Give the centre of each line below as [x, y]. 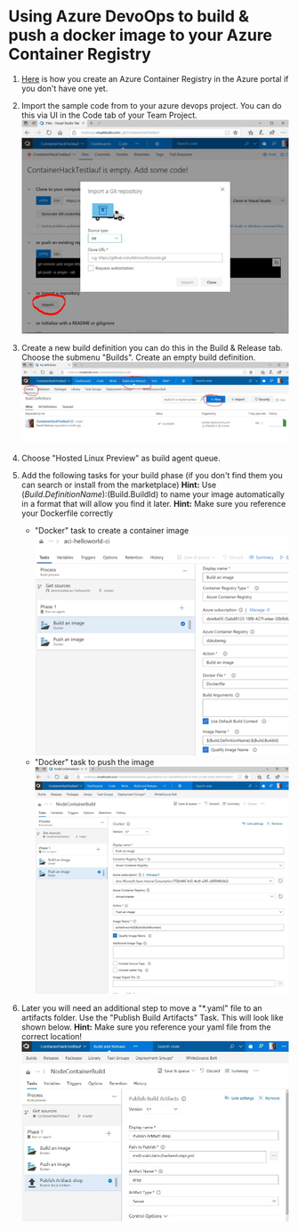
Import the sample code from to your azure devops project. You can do [151, 105]
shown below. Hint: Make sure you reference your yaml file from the [146, 1027]
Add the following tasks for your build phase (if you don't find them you [152, 476]
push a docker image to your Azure [141, 35]
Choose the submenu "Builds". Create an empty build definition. [138, 357]
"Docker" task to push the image [94, 762]
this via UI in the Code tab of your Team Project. [109, 115]
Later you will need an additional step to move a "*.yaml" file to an [142, 1007]
